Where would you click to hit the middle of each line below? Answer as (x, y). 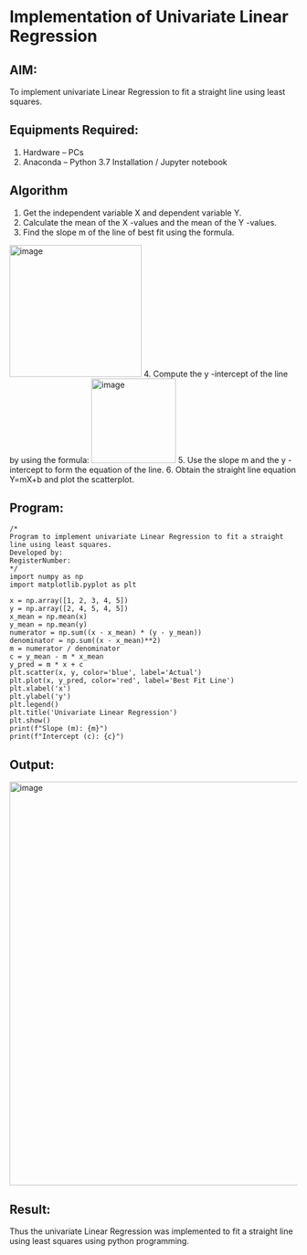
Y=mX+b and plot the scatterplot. (72, 479)
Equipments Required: (74, 130)
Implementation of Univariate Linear (149, 17)
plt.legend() (34, 705)
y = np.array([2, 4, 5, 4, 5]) (69, 609)
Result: (30, 1209)
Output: (32, 765)
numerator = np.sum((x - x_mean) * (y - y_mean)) (106, 633)
